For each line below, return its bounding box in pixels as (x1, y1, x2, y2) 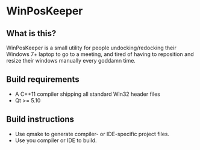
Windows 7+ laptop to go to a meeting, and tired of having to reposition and (6, 51, 194, 58)
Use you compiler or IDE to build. (14, 137, 98, 144)
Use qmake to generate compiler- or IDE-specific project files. (14, 130, 170, 137)
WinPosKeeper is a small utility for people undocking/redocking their (6, 44, 177, 51)
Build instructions (6, 114, 74, 125)
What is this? (6, 28, 57, 39)
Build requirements (6, 74, 80, 85)
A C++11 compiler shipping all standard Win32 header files (14, 90, 161, 98)
